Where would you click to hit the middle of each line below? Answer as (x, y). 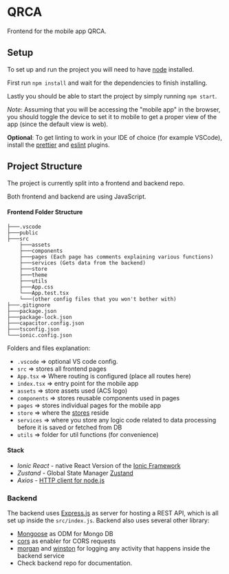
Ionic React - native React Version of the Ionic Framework (99, 465)
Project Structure (45, 166)
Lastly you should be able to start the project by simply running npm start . (112, 96)
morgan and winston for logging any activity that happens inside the (113, 549)
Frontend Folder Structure (45, 212)
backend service (41, 556)
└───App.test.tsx (44, 293)
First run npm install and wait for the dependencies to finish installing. (107, 83)
